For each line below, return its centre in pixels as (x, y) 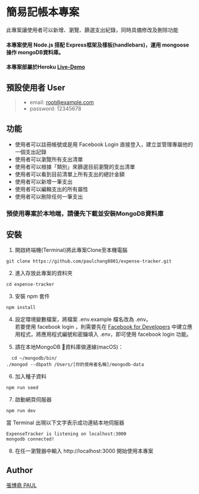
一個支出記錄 (30, 152)
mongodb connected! (30, 439)
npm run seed (22, 388)
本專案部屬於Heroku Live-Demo (46, 67)
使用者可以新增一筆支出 (43, 181)
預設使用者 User (36, 87)
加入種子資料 (30, 376)
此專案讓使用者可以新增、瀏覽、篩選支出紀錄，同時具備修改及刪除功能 (92, 30)
